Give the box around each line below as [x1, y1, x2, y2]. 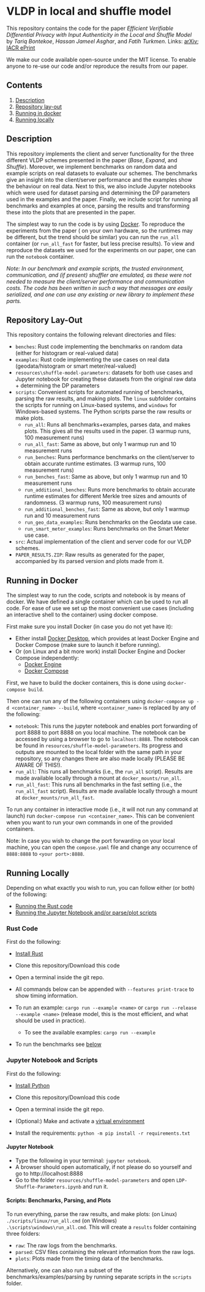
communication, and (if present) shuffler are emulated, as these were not [6, 271, 192, 278]
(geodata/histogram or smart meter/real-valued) [15, 362, 136, 370]
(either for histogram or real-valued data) [15, 349, 119, 357]
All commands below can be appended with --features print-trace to [15, 985, 195, 993]
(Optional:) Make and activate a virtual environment [15, 1117, 145, 1124]
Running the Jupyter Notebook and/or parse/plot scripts [15, 909, 157, 916]
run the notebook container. [6, 253, 75, 260]
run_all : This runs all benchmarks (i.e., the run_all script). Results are [15, 768, 193, 775]
